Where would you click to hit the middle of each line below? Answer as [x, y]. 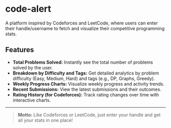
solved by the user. [33, 67]
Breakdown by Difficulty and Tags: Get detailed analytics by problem [86, 73]
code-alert [28, 9]
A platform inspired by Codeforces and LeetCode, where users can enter [82, 23]
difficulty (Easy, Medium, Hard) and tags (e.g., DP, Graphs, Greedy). [84, 78]
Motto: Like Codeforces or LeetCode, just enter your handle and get [89, 115]
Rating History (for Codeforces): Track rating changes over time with [86, 94]
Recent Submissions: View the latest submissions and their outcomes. [87, 89]
